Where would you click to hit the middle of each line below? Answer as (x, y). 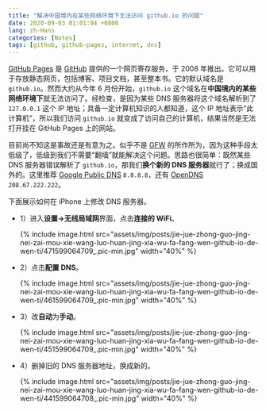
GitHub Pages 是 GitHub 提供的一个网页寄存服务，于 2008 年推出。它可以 (129, 69)
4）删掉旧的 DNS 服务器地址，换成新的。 (87, 366)
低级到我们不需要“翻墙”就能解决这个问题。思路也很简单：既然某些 (143, 155)
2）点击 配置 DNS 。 (51, 267)
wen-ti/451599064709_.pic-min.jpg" (79, 349)
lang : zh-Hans (32, 30)
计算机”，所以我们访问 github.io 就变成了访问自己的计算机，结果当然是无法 (132, 118)
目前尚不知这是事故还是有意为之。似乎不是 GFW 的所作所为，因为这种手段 (130, 145)
